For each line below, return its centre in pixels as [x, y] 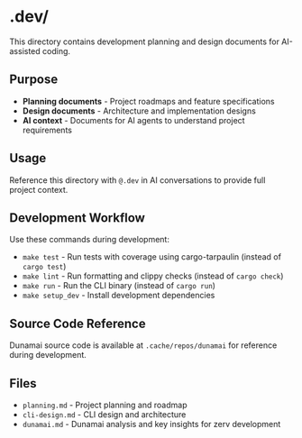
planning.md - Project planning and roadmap [105, 405]
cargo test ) [44, 267]
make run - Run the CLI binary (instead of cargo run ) [119, 286]
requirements [47, 130]
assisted [25, 50]
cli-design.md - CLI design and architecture [104, 415]
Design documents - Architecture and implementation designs [139, 111]
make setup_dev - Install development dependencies [119, 296]
